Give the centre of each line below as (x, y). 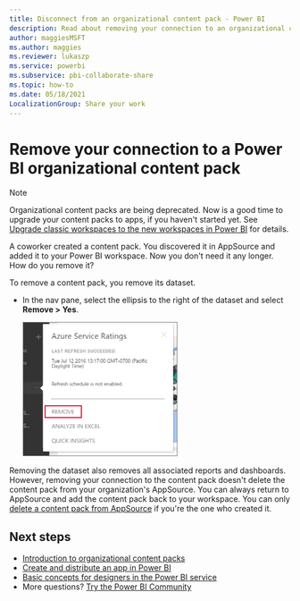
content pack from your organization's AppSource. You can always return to (149, 490)
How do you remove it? (52, 266)
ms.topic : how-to (42, 85)
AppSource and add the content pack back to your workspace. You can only (150, 499)
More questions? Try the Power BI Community (107, 587)
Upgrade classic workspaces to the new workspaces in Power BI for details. (149, 229)
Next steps (40, 537)
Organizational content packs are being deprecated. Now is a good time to (146, 210)
